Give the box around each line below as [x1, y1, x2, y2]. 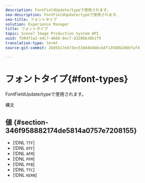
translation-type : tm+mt [5, 41, 58, 46]
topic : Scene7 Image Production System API [5, 31, 99, 36]
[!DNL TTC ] [12, 167, 35, 173]
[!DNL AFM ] [12, 150, 35, 157]
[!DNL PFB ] [12, 161, 35, 168]
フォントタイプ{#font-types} [5, 73, 129, 84]
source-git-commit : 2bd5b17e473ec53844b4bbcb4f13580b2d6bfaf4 [5, 45, 140, 50]
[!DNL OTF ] [12, 145, 35, 151]
